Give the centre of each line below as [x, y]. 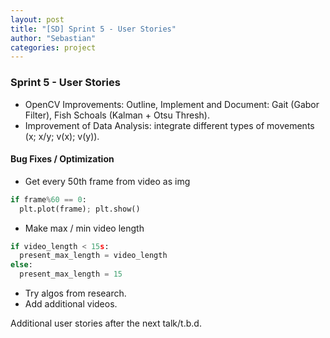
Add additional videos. [71, 304]
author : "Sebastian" [53, 38]
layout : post [37, 19]
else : [21, 265]
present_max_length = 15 [71, 274]
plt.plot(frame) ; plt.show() [80, 209]
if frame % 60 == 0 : [48, 199]
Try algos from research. [75, 293]
